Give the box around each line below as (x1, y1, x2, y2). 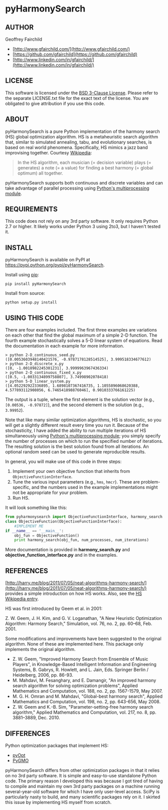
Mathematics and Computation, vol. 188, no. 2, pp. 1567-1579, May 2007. (12, 688, 163, 694)
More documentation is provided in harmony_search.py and (5, 547, 130, 553)
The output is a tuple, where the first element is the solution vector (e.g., (5, 397, 154, 403)
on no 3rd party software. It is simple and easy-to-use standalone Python (5, 772, 157, 778)
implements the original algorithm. (5, 646, 76, 653)
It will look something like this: (5, 505, 68, 511)
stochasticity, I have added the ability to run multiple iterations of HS (5, 427, 146, 434)
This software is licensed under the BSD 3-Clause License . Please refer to (5, 90, 158, 96)
